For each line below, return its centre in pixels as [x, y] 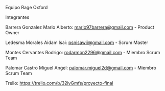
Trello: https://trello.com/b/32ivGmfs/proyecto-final [59, 83]
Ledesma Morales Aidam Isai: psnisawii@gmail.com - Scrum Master [77, 42]
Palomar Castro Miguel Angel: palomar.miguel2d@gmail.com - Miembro [81, 68]
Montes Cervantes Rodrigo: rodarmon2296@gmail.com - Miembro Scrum [83, 52]
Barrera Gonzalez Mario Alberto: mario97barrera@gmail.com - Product [80, 27]
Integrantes [17, 17]
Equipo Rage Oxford [27, 7]
